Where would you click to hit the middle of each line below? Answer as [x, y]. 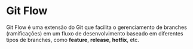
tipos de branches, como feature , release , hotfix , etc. [73, 40]
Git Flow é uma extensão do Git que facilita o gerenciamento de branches [96, 27]
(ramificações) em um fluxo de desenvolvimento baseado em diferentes [95, 33]
